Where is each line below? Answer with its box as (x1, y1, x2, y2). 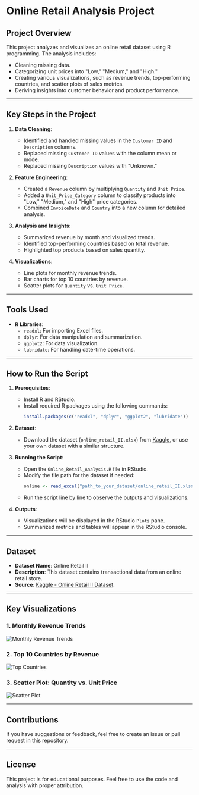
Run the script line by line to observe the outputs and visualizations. (23, 494, 189, 501)
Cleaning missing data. (14, 61, 71, 68)
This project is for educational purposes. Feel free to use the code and (6, 775, 178, 783)
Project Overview (6, 28, 72, 38)
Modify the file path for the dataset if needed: (23, 472, 135, 479)
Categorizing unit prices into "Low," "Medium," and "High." (14, 68, 158, 75)
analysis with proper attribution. (6, 781, 84, 789)
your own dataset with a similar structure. (23, 442, 125, 450)
